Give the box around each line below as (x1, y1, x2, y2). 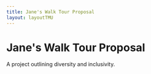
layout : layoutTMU (6, 15, 53, 21)
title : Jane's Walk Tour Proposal (6, 8, 95, 15)
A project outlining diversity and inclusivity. (6, 61, 115, 68)
